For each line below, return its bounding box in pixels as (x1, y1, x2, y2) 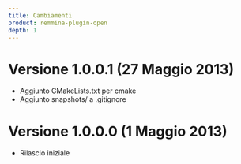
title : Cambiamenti (8, 11, 73, 20)
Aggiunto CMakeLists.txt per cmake (19, 86, 137, 95)
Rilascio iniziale (19, 148, 70, 158)
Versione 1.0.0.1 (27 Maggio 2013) (8, 60, 235, 78)
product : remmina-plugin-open (8, 19, 108, 27)
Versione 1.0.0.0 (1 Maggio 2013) (8, 122, 228, 140)
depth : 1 (8, 26, 37, 34)
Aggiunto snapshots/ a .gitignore (19, 95, 126, 104)
